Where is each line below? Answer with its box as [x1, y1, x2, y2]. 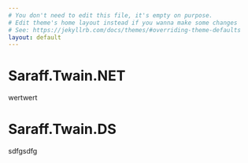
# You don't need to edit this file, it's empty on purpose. [8, 11, 213, 20]
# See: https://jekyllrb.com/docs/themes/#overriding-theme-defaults [8, 26, 242, 34]
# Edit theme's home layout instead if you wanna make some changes [8, 19, 238, 27]
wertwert [8, 93, 38, 103]
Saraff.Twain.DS [8, 121, 117, 138]
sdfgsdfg [8, 147, 38, 156]
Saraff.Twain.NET [8, 67, 126, 85]
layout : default [8, 33, 61, 42]
